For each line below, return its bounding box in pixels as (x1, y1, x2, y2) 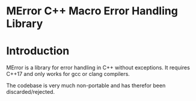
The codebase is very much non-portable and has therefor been (6, 82, 166, 89)
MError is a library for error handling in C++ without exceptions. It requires (6, 64, 191, 71)
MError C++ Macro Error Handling (6, 4, 179, 18)
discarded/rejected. (6, 88, 55, 96)
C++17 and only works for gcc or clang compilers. (6, 71, 130, 78)
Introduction (6, 44, 70, 58)
